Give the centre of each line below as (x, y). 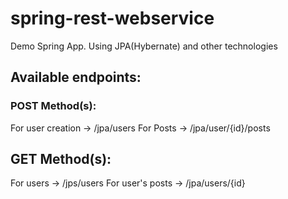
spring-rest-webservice (112, 18)
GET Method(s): (61, 159)
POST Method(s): (53, 106)
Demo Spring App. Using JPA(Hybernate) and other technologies (144, 46)
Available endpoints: (76, 77)
